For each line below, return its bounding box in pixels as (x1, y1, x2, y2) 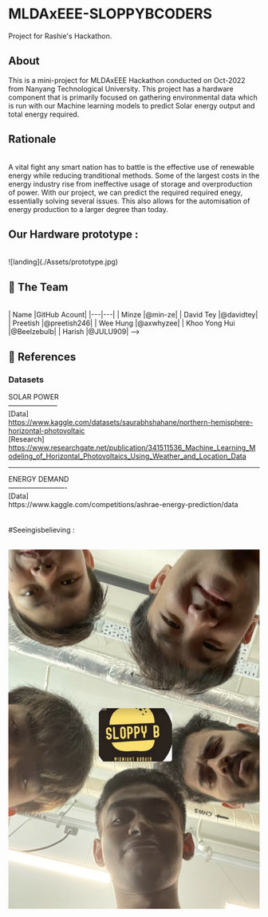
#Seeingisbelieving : (8, 525, 75, 534)
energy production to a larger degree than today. (8, 204, 169, 214)
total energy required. (8, 109, 80, 119)
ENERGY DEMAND (8, 474, 69, 483)
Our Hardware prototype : (8, 227, 139, 241)
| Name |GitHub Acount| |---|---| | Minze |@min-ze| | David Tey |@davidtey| (8, 310, 258, 320)
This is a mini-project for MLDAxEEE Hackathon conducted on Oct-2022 (8, 75, 246, 85)
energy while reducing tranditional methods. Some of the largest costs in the (8, 171, 260, 180)
